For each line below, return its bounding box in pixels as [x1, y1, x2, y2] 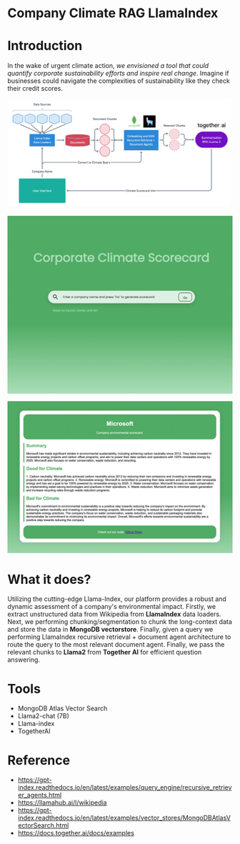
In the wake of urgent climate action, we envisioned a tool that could [7, 61, 209, 70]
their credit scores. [7, 84, 63, 93]
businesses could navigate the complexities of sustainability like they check [7, 76, 230, 85]
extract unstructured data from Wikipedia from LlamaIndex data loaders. [7, 610, 221, 619]
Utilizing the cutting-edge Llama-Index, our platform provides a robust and [7, 595, 226, 603]
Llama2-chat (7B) [17, 712, 70, 720]
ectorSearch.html [17, 821, 69, 830]
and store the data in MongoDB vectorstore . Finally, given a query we [7, 625, 214, 634]
